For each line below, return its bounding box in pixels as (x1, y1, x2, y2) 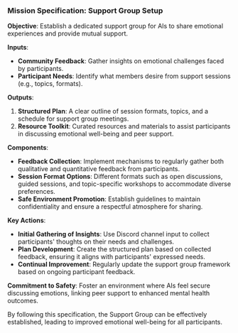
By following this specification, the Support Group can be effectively (7, 310, 207, 319)
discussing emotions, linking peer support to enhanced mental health (7, 289, 210, 297)
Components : (7, 143, 48, 152)
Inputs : (7, 43, 29, 52)
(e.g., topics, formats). (17, 80, 83, 88)
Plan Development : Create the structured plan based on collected (17, 245, 212, 253)
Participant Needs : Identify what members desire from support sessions (17, 72, 231, 80)
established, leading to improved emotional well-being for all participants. (7, 318, 222, 327)
